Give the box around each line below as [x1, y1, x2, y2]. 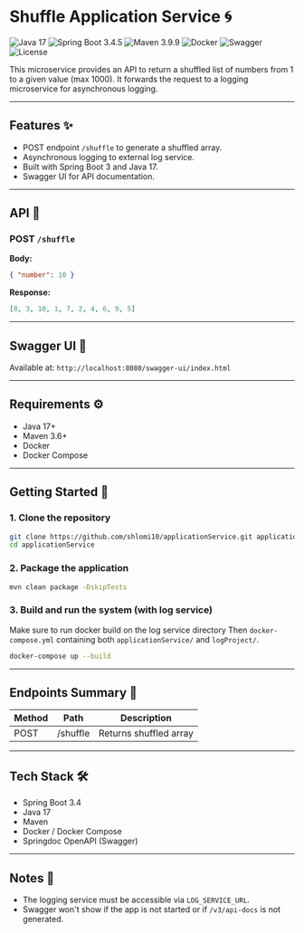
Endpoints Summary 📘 [9, 685, 138, 700]
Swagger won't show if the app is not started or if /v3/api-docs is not [22, 904, 281, 915]
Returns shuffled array [98, 727, 195, 739]
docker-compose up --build [9, 652, 111, 661]
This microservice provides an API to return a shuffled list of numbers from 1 [9, 63, 294, 74]
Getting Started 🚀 [9, 484, 109, 500]
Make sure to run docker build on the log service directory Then [9, 624, 248, 635]
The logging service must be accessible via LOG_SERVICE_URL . [22, 894, 251, 906]
